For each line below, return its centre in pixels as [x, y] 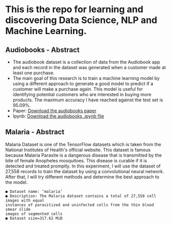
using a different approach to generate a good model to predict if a [83, 83]
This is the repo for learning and [75, 9]
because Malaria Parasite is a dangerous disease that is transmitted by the [83, 155]
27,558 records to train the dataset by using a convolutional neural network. [85, 171]
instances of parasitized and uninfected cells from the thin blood [80, 205]
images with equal [25, 200]
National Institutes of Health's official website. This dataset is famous [78, 150]
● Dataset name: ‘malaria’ [34, 191]
